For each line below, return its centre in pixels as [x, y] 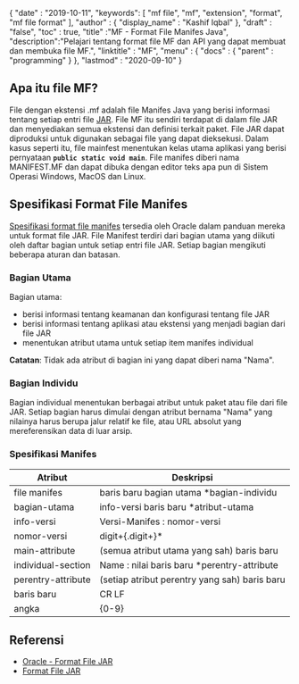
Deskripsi [192, 477]
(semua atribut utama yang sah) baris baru [189, 550]
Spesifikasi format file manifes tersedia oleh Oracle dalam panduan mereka [147, 226]
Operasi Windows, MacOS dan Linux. [78, 176]
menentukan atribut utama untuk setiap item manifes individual [138, 342]
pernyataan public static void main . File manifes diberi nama [125, 157]
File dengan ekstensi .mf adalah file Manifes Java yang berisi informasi [140, 110]
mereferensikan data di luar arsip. [71, 431]
